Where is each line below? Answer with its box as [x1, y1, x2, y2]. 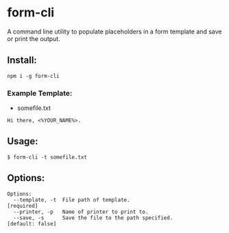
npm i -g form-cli [7, 72, 60, 79]
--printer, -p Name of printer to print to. [13, 208, 149, 215]
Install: [7, 55, 38, 66]
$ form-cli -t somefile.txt [7, 154, 88, 161]
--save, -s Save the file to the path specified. [13, 214, 173, 221]
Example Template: [7, 88, 73, 98]
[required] [7, 202, 38, 209]
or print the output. [7, 34, 60, 42]
